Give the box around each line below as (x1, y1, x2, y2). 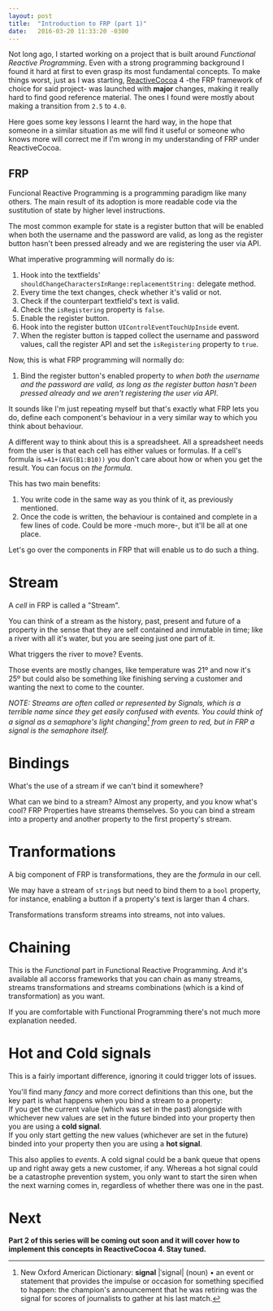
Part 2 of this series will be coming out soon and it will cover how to (8, 1235, 240, 1246)
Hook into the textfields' (19, 270, 101, 280)
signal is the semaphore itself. (8, 726, 109, 735)
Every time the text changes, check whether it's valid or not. (19, 287, 222, 297)
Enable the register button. (19, 313, 110, 323)
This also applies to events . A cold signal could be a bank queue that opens (8, 1154, 262, 1164)
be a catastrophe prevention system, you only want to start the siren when (8, 1172, 258, 1182)
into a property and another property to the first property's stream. (8, 813, 232, 823)
